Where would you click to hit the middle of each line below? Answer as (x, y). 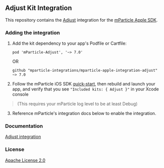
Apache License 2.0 (25, 160)
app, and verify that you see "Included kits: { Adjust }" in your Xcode (85, 89)
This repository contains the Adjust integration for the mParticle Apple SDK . (82, 20)
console (20, 94)
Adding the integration (33, 32)
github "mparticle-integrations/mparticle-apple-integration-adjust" (85, 71)
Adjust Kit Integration (39, 8)
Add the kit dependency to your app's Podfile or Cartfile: (69, 43)
